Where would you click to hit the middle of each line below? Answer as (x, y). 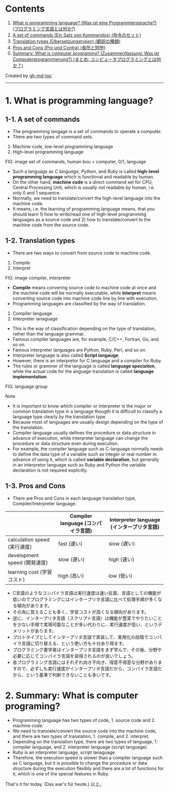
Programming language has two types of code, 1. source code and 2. (84, 720)
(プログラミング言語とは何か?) (44, 29)
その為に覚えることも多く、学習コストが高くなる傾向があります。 (80, 612)
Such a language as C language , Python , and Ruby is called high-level (86, 171)
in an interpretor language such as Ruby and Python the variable (79, 465)
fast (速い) (70, 544)
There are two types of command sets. (53, 137)
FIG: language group (26, 386)
